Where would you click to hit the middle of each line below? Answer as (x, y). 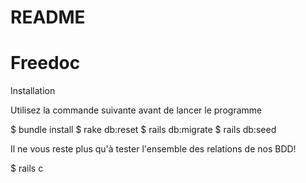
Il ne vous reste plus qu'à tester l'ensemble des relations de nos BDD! (153, 149)
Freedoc (45, 63)
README (48, 17)
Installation (33, 91)
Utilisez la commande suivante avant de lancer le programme (136, 110)
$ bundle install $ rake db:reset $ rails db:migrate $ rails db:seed (143, 130)
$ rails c (27, 168)
